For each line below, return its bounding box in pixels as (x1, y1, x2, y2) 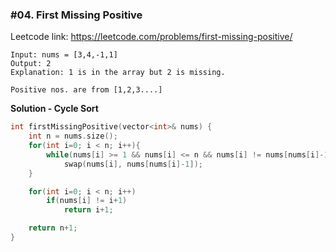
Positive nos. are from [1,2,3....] (10, 85, 163, 95)
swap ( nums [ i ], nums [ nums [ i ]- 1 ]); (63, 159, 203, 169)
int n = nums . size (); (28, 131, 118, 142)
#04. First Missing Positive (10, 8, 143, 22)
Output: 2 (10, 59, 52, 69)
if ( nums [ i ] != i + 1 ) (46, 196, 128, 206)
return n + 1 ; (28, 223, 78, 233)
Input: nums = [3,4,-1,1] (10, 50, 118, 60)
